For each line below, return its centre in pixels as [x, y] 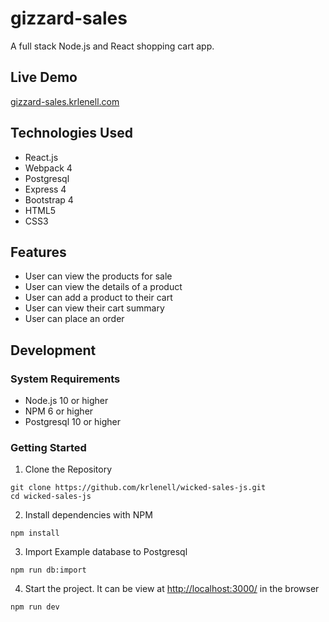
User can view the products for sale [98, 276]
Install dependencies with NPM [88, 515]
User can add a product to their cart [98, 298]
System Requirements [65, 379]
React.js [41, 157]
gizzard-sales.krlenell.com [65, 101]
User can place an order [74, 319]
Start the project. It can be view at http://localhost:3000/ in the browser [172, 589]
